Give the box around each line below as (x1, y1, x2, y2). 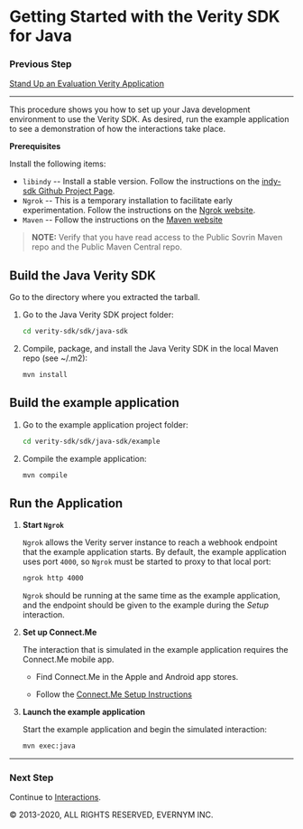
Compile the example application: (22, 453, 147, 464)
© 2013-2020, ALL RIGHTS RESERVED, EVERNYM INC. (9, 809, 214, 820)
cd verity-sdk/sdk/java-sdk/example (22, 437, 161, 446)
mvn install (22, 371, 68, 380)
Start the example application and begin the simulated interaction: (22, 724, 268, 735)
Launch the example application (22, 707, 146, 718)
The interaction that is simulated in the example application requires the (22, 645, 289, 655)
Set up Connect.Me (22, 626, 97, 638)
